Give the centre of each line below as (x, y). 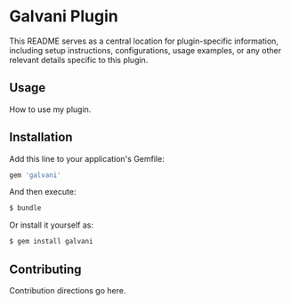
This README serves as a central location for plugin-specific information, (144, 41)
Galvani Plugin (64, 16)
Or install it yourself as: (51, 225)
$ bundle (25, 208)
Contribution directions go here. (68, 290)
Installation (41, 137)
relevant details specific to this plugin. (79, 60)
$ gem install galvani (51, 242)
